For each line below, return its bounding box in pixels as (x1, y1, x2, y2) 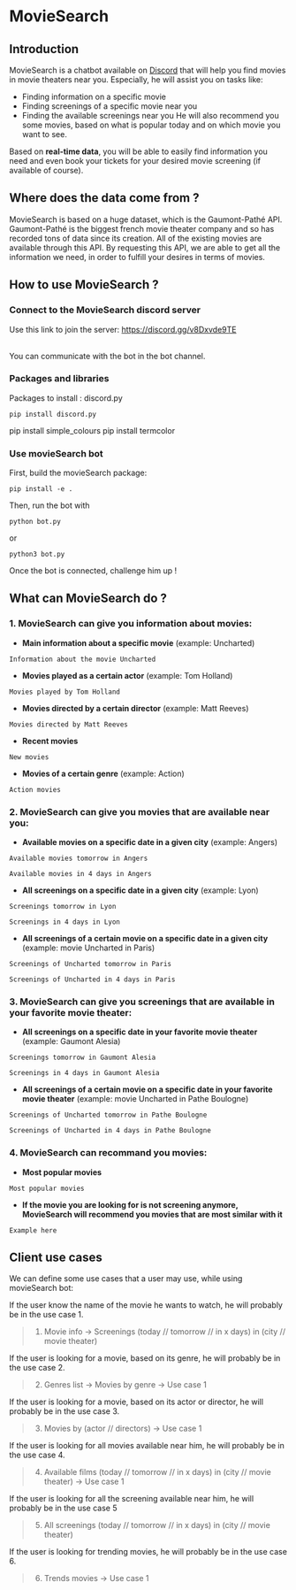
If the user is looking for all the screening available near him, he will (9, 1494, 254, 1504)
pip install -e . (9, 485, 73, 494)
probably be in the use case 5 (9, 1502, 118, 1514)
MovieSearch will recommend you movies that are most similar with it (21, 1209, 283, 1219)
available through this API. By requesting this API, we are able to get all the (9, 242, 281, 253)
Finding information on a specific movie (21, 91, 166, 102)
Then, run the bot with (9, 500, 90, 511)
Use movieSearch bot (9, 447, 103, 459)
